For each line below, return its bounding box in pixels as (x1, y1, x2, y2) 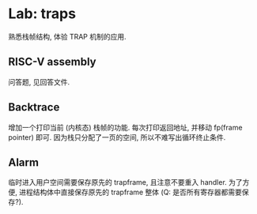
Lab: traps (8, 5, 77, 23)
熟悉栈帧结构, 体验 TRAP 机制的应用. (8, 32, 127, 41)
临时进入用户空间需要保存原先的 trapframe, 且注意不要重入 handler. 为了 (8, 178, 243, 187)
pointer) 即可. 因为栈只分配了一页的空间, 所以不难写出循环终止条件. (8, 132, 226, 142)
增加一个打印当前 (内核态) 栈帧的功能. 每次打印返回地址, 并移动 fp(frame (8, 122, 243, 132)
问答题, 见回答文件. (8, 77, 70, 87)
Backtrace (8, 100, 60, 115)
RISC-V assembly (8, 55, 96, 69)
